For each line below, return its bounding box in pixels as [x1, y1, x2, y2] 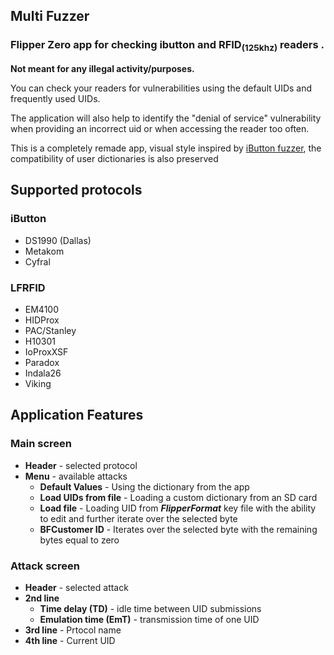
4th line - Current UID [24, 634, 116, 646]
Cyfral [24, 255, 51, 268]
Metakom [24, 245, 65, 257]
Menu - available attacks [24, 470, 128, 482]
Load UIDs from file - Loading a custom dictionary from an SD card [39, 491, 318, 503]
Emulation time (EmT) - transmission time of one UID [39, 613, 260, 625]
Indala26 [24, 367, 62, 379]
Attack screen [10, 559, 80, 573]
